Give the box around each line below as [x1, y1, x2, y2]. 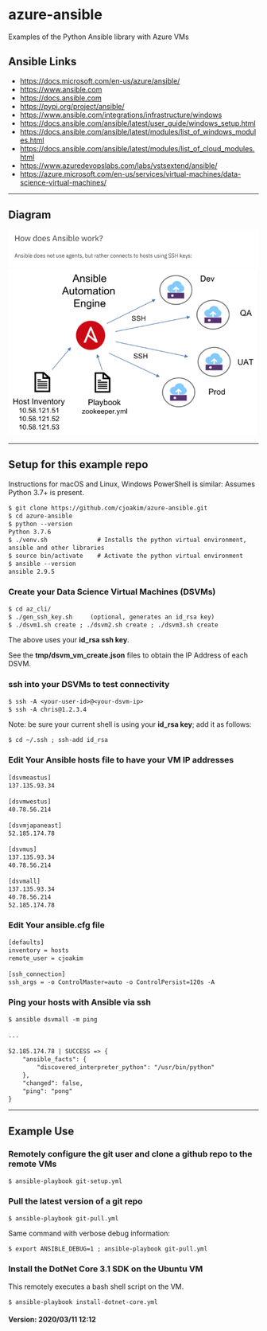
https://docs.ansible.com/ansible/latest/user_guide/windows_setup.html [19, 118, 256, 128]
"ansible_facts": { [22, 1056, 87, 1064]
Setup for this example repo [8, 458, 149, 471]
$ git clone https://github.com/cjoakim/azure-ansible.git [8, 504, 208, 512]
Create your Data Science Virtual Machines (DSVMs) [8, 586, 216, 597]
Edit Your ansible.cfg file [8, 919, 105, 931]
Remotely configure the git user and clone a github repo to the [8, 1148, 253, 1159]
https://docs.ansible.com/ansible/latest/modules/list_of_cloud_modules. [19, 143, 255, 153]
